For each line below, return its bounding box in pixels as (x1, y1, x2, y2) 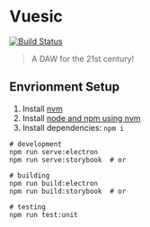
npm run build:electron (9, 179, 99, 188)
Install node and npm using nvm (22, 112, 141, 123)
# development (9, 139, 63, 149)
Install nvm (22, 103, 63, 114)
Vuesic (9, 6, 63, 27)
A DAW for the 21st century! (31, 53, 135, 64)
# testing (9, 202, 47, 212)
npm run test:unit (9, 210, 78, 219)
